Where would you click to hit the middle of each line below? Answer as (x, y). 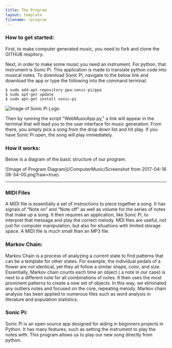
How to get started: (30, 37)
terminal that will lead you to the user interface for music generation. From (83, 124)
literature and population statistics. (42, 299)
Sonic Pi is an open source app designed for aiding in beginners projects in (84, 323)
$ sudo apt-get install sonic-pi (41, 99)
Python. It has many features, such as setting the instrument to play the (81, 329)
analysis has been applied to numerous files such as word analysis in (78, 294)
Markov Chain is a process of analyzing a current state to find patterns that (84, 256)
